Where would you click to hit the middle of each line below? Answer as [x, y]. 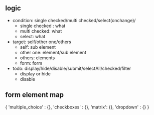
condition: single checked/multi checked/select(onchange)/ [74, 20]
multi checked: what [41, 31]
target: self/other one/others [42, 42]
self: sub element [38, 47]
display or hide [35, 74]
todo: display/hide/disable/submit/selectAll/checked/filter [72, 68]
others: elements [37, 58]
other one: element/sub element [53, 52]
